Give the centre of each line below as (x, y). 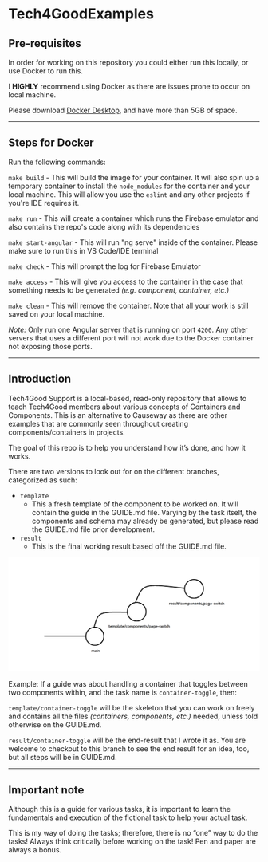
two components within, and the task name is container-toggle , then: (122, 693)
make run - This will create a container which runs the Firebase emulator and (134, 218)
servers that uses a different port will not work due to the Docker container (131, 338)
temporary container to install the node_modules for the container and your (129, 186)
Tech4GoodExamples (81, 14)
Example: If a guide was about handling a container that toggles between (128, 684)
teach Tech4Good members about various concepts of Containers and (124, 407)
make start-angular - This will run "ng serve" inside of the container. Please (133, 242)
